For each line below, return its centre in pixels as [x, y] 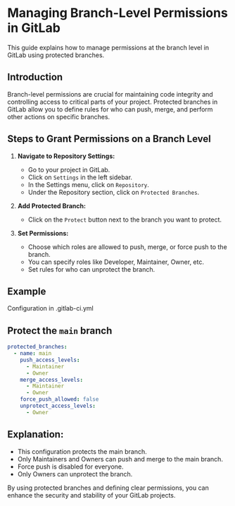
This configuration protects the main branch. [82, 451]
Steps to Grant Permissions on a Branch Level [109, 139]
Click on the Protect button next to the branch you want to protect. [125, 219]
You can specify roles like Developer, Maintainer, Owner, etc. [116, 262]
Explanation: [36, 434]
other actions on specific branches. [59, 116]
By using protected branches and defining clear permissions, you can [108, 488]
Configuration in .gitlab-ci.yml [50, 308]
